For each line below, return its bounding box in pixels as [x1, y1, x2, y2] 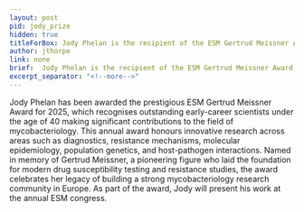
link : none [9, 55, 51, 64]
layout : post [9, 13, 59, 23]
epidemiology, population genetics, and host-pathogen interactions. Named [9, 144, 291, 155]
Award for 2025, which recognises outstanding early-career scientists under [9, 106, 294, 117]
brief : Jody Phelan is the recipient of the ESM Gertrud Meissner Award [9, 64, 294, 73]
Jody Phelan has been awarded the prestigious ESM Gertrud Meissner [9, 97, 272, 107]
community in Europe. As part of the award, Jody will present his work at [9, 182, 281, 194]
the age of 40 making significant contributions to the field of [9, 115, 234, 126]
